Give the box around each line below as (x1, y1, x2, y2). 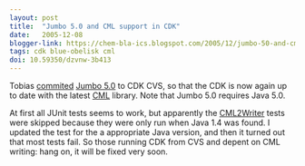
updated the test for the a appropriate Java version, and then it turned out (9, 127, 286, 137)
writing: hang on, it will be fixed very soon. (9, 146, 168, 157)
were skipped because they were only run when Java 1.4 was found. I (9, 117, 271, 128)
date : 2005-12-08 (9, 30, 84, 39)
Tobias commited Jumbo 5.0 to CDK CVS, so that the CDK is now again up (9, 81, 288, 91)
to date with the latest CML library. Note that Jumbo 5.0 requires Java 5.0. (9, 90, 286, 101)
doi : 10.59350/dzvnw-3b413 (9, 55, 112, 64)
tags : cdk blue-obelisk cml (9, 47, 116, 56)
